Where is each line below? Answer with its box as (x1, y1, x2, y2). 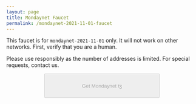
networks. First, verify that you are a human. (6, 43, 117, 50)
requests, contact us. (6, 61, 59, 69)
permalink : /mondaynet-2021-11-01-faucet (6, 20, 113, 26)
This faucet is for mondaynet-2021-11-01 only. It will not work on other (6, 37, 178, 44)
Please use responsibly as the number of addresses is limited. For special (6, 55, 190, 63)
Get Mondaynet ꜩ (81, 83, 123, 89)
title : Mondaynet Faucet (6, 15, 69, 21)
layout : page (6, 9, 39, 15)
